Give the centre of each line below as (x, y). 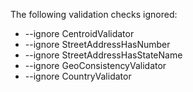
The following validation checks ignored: (94, 14)
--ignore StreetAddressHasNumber (97, 44)
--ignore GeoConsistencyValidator (95, 65)
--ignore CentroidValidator (79, 33)
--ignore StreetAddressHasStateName (103, 55)
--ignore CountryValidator (78, 76)
